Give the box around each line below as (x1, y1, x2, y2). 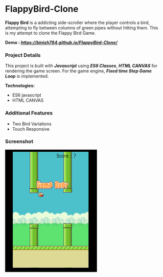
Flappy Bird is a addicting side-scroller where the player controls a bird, (5, 20, 150, 25)
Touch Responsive (12, 126, 50, 132)
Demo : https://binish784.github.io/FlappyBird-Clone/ (5, 39, 117, 45)
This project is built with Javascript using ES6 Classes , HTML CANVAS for (5, 63, 158, 69)
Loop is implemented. (5, 73, 49, 79)
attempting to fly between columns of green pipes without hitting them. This (5, 24, 159, 30)
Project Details (5, 51, 41, 58)
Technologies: (5, 83, 35, 89)
